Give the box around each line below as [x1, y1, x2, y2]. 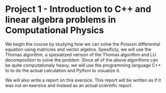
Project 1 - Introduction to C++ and [5, 3, 151, 15]
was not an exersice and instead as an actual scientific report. [5, 82, 133, 88]
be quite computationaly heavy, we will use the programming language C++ [5, 62, 161, 68]
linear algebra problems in [5, 14, 116, 25]
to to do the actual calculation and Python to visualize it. [5, 67, 120, 73]
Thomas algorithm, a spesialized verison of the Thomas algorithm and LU [5, 51, 156, 58]
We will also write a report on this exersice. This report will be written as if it [5, 77, 161, 83]
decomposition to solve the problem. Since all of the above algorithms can [5, 57, 158, 63]
